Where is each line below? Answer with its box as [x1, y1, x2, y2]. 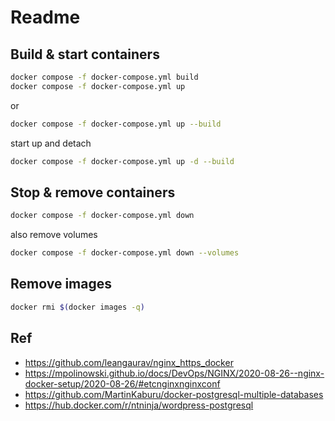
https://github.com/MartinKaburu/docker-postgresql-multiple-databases [24, 388, 324, 400]
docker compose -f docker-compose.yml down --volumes [10, 248, 240, 258]
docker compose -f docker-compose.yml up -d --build [10, 156, 235, 166]
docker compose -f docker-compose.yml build [10, 72, 199, 82]
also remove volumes [10, 229, 98, 241]
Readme [10, 6, 81, 29]
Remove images [10, 276, 112, 293]
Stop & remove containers [10, 184, 176, 201]
